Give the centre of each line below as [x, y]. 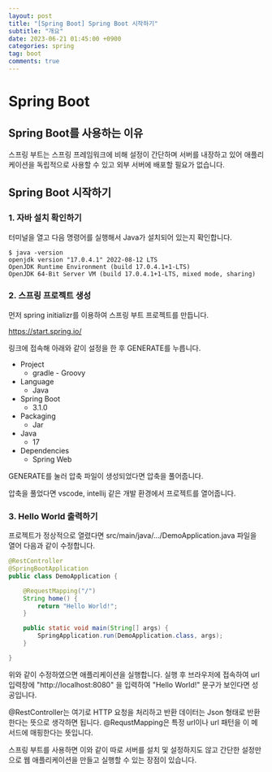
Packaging [38, 416]
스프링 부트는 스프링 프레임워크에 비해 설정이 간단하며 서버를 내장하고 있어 [125, 154]
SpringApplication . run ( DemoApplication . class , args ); [130, 636]
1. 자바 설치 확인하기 [45, 218]
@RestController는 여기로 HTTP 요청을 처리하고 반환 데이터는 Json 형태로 [127, 712]
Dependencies [45, 450]
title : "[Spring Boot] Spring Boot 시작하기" [83, 24]
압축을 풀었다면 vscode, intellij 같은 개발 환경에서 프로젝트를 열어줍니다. [122, 493]
